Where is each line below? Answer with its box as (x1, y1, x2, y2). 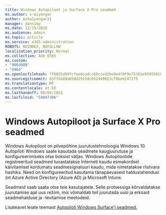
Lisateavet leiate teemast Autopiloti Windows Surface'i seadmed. (5, 204, 137, 211)
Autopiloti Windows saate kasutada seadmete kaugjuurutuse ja (5, 148, 133, 154)
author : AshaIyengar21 (5, 16, 52, 21)
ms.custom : (5, 58, 28, 63)
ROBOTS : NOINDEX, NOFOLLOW (5, 44, 61, 49)
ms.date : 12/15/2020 (5, 26, 48, 31)
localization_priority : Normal (5, 49, 70, 54)
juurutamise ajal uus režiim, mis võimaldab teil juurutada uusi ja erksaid (5, 189, 150, 196)
